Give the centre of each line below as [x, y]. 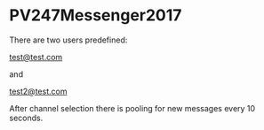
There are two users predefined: [68, 40]
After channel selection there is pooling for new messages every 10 [132, 108]
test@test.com [36, 57]
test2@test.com [38, 91]
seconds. [26, 118]
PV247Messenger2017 [96, 15]
